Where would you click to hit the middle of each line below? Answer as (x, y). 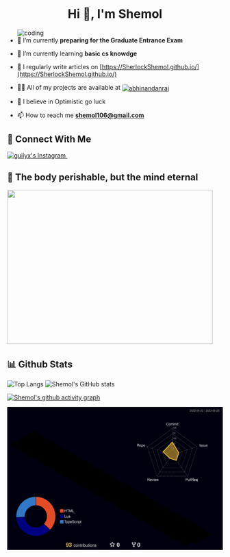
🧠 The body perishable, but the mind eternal (103, 177)
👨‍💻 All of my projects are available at (69, 87)
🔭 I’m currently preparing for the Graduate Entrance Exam (100, 40)
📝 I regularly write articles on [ (60, 66)
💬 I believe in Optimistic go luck (61, 101)
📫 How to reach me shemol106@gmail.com (80, 115)
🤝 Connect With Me (49, 139)
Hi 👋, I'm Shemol (115, 14)
